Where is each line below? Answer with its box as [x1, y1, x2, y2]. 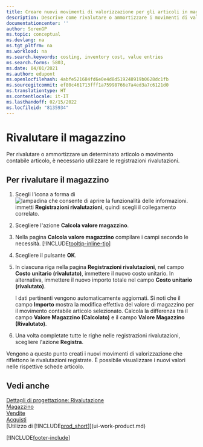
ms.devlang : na [6, 37, 45, 43]
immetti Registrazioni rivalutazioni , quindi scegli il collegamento [14, 204, 176, 211]
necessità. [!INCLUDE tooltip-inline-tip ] [14, 240, 111, 247]
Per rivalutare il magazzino [6, 174, 109, 185]
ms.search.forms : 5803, [6, 59, 66, 65]
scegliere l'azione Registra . [14, 339, 84, 346]
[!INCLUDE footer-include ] [6, 434, 71, 442]
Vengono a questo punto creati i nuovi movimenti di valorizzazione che [6, 350, 183, 357]
